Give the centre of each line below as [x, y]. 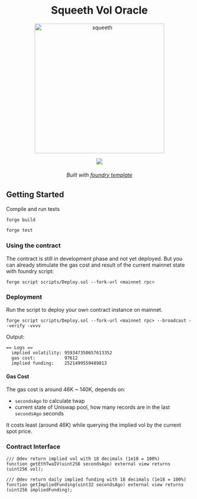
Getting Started [35, 195]
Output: [15, 337]
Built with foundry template [99, 175]
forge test [20, 231]
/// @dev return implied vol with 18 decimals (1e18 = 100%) [83, 459]
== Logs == [20, 347]
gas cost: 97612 [45, 358]
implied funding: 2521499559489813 [59, 363]
